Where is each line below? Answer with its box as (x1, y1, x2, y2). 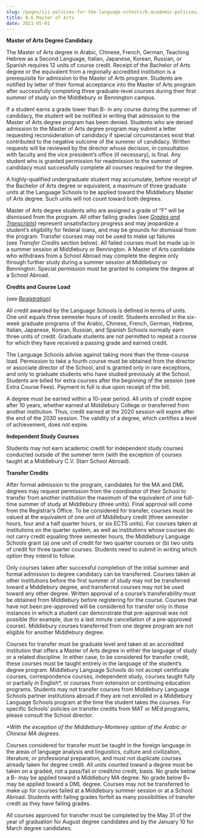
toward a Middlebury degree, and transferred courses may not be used (6, 584, 184, 591)
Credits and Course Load (6, 284, 71, 291)
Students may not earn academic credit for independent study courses (6, 445, 184, 452)
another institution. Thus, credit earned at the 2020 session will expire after (6, 408, 195, 416)
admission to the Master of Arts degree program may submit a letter (6, 125, 177, 133)
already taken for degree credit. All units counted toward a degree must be (6, 761, 193, 769)
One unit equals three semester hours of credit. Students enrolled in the (6, 313, 186, 321)
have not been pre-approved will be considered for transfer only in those (6, 603, 188, 610)
